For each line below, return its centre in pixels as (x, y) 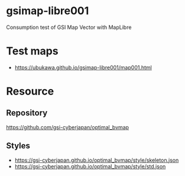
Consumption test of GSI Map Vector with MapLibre (69, 27)
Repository (27, 113)
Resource (30, 91)
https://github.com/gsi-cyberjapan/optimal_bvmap (67, 127)
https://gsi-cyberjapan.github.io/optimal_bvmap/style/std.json (90, 166)
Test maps (32, 51)
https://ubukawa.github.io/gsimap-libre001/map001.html (83, 67)
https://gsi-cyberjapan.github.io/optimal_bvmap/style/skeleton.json (97, 160)
